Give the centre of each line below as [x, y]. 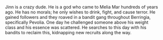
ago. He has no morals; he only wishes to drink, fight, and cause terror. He [80, 12]
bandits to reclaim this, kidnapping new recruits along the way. [68, 33]
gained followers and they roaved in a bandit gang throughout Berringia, [78, 17]
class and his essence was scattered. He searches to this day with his [76, 27]
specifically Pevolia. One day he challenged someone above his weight [77, 22]
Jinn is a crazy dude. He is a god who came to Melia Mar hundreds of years [81, 7]
